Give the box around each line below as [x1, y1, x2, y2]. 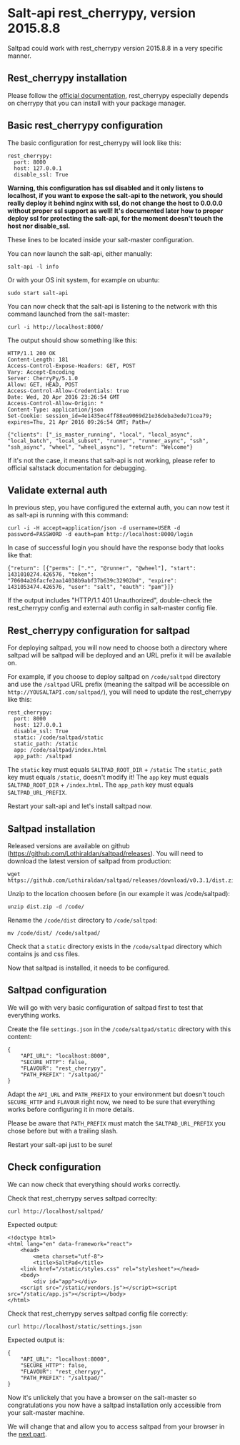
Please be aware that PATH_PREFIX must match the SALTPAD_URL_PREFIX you [7, 1118, 226, 1127]
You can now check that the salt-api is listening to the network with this [7, 302, 218, 310]
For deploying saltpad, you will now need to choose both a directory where [7, 643, 228, 652]
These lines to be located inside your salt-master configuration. [7, 235, 194, 244]
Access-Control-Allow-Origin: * [7, 399, 104, 407]
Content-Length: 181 [7, 356, 69, 363]
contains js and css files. [7, 950, 80, 958]
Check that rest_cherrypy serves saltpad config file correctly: [7, 1309, 188, 1318]
